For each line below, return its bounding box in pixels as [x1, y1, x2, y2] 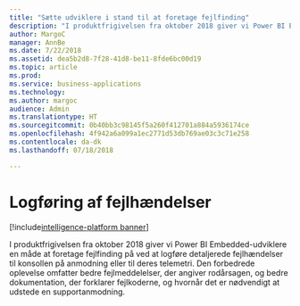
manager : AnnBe [9, 37, 66, 47]
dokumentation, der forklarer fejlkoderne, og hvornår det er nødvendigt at [9, 277, 280, 287]
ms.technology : [9, 87, 66, 96]
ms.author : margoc [9, 95, 78, 105]
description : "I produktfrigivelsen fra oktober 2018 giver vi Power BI [9, 21, 286, 30]
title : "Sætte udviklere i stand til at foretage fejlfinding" [9, 12, 250, 22]
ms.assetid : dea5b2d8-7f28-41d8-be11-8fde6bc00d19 [9, 54, 202, 63]
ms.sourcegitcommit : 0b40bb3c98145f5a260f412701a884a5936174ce [9, 121, 250, 130]
